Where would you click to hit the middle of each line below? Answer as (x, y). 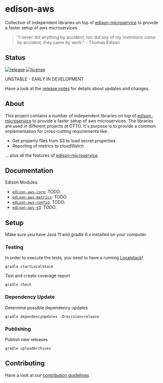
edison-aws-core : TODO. (36, 192)
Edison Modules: (22, 182)
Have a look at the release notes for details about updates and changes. (77, 88)
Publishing (18, 329)
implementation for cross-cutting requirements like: (57, 131)
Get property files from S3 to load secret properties (64, 141)
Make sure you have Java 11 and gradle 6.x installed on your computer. (76, 234)
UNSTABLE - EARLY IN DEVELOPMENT (44, 79)
